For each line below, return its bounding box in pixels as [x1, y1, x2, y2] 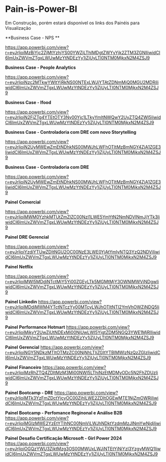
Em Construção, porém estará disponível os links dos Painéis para [5, 20, 140, 26]
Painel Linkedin [5, 299, 37, 305]
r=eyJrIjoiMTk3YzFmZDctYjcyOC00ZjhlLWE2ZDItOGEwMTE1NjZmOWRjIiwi [5, 395, 159, 401]
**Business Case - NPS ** [5, 35, 60, 41]
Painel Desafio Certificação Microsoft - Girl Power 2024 [5, 435, 122, 441]
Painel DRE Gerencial [5, 234, 49, 240]
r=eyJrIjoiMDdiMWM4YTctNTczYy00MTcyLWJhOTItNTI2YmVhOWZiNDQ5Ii [5, 304, 160, 310]
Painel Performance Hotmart [5, 324, 65, 330]
